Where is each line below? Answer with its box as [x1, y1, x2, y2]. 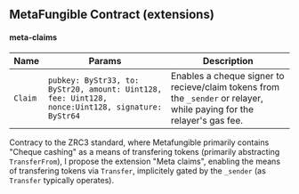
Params [88, 54, 122, 67]
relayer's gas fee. [170, 114, 243, 126]
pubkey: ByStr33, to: [47, 75, 140, 85]
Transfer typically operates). [9, 174, 114, 185]
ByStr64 [47, 110, 80, 121]
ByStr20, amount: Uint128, [47, 84, 163, 94]
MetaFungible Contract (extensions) [9, 7, 215, 22]
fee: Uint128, [47, 93, 109, 103]
